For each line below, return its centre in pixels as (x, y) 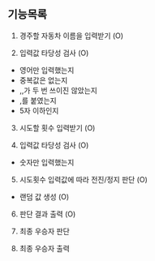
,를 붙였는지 (38, 101)
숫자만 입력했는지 (47, 162)
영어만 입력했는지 (47, 70)
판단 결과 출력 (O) (47, 214)
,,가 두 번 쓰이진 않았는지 (58, 90)
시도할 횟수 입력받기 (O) (57, 127)
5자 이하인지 (39, 110)
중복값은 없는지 (43, 80)
